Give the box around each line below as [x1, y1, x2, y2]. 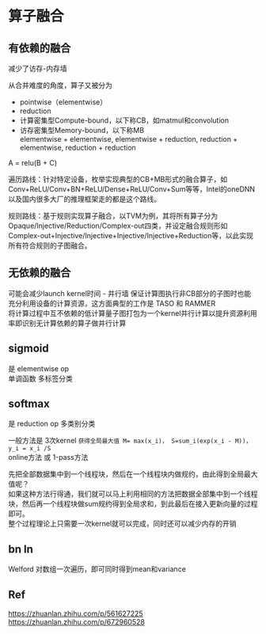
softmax [8, 397, 50, 411]
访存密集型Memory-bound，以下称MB [19, 126, 145, 135]
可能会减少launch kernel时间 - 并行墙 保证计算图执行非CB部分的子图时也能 [8, 288, 252, 298]
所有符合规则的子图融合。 [8, 241, 92, 250]
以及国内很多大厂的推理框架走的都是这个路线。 [8, 195, 161, 203]
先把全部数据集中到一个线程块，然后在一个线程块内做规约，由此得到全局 [8, 469, 244, 479]
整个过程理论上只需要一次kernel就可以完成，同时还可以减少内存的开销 [8, 519, 237, 529]
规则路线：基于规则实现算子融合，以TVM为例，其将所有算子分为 [8, 211, 218, 220]
